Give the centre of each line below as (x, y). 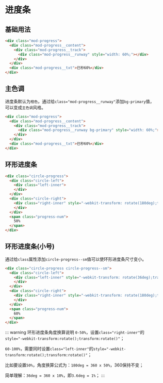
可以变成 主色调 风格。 (25, 107)
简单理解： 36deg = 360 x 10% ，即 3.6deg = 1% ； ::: (55, 375)
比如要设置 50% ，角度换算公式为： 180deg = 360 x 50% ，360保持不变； (74, 365)
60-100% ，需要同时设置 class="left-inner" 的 (49, 349)
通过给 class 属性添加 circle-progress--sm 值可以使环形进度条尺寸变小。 (76, 259)
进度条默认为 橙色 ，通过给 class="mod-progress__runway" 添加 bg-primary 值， (80, 101)
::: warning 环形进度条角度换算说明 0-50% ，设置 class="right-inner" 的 (75, 333)
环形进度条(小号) (30, 246)
